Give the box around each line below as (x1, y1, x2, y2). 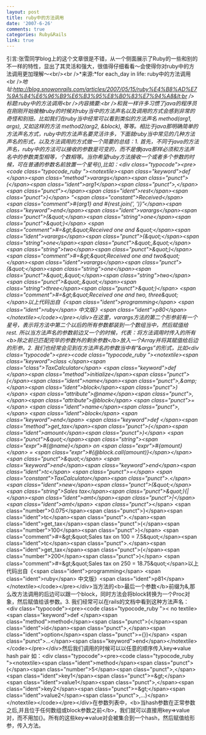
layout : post (6, 9, 40, 15)
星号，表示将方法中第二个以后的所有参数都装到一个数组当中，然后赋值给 (6, 322, 188, 328)
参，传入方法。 (6, 722, 44, 729)
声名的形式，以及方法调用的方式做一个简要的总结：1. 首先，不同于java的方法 (6, 138, 199, 145)
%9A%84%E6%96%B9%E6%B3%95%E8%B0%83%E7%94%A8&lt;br (6, 92, 188, 100)
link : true (6, 37, 34, 43)
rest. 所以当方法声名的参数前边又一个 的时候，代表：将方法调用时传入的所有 (6, 329, 196, 336)
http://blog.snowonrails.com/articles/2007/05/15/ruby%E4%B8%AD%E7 (13, 86, 197, 92)
